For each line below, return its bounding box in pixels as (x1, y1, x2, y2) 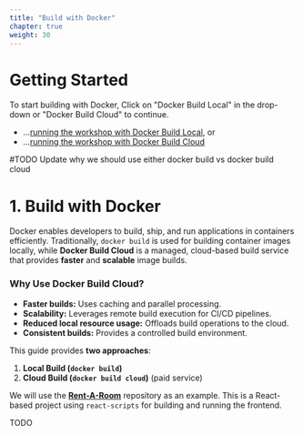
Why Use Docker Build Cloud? (9, 278, 145, 290)
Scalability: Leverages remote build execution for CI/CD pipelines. (22, 308, 272, 319)
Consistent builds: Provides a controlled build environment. (22, 327, 247, 338)
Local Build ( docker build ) (22, 362, 123, 373)
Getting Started (9, 69, 129, 90)
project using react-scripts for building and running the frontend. (35, 400, 282, 410)
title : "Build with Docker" (9, 13, 116, 23)
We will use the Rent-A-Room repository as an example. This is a (9, 389, 254, 400)
